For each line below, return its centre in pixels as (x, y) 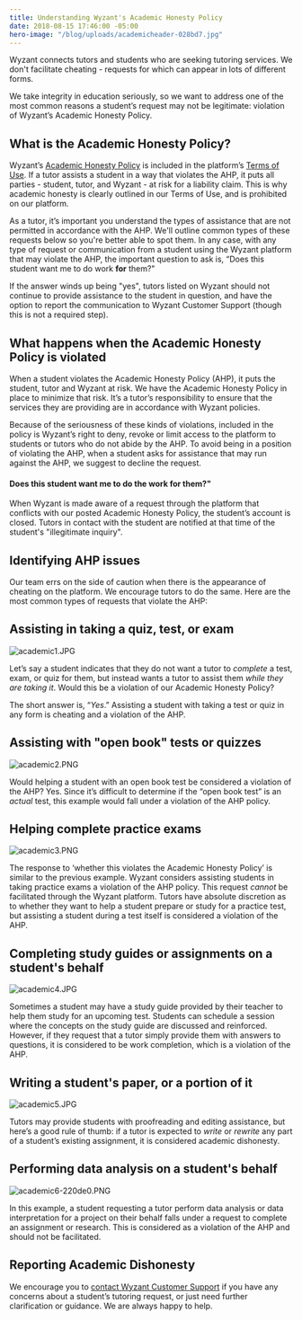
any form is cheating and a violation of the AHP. (98, 714)
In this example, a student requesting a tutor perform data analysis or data (147, 1208)
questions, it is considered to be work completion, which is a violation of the (150, 1045)
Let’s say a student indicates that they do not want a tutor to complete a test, (151, 668)
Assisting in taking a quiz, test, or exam (122, 629)
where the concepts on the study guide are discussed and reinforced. (138, 1026)
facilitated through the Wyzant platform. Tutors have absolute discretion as (148, 897)
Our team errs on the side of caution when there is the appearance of (138, 582)
